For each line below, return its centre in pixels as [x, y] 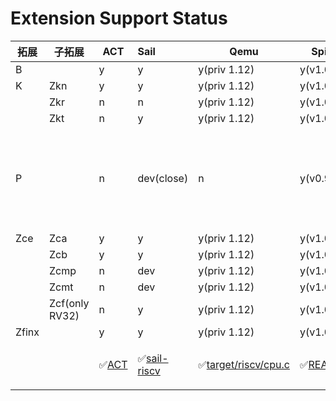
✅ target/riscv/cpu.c [244, 364]
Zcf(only [69, 303]
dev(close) [163, 178]
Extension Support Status [119, 18]
